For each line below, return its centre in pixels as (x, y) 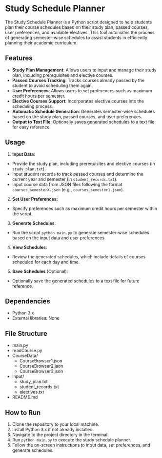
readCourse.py (27, 351)
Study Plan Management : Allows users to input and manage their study (84, 70)
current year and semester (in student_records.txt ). (65, 179)
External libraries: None (36, 318)
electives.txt (32, 392)
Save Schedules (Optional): (40, 271)
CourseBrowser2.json (41, 366)
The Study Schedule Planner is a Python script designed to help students (79, 22)
